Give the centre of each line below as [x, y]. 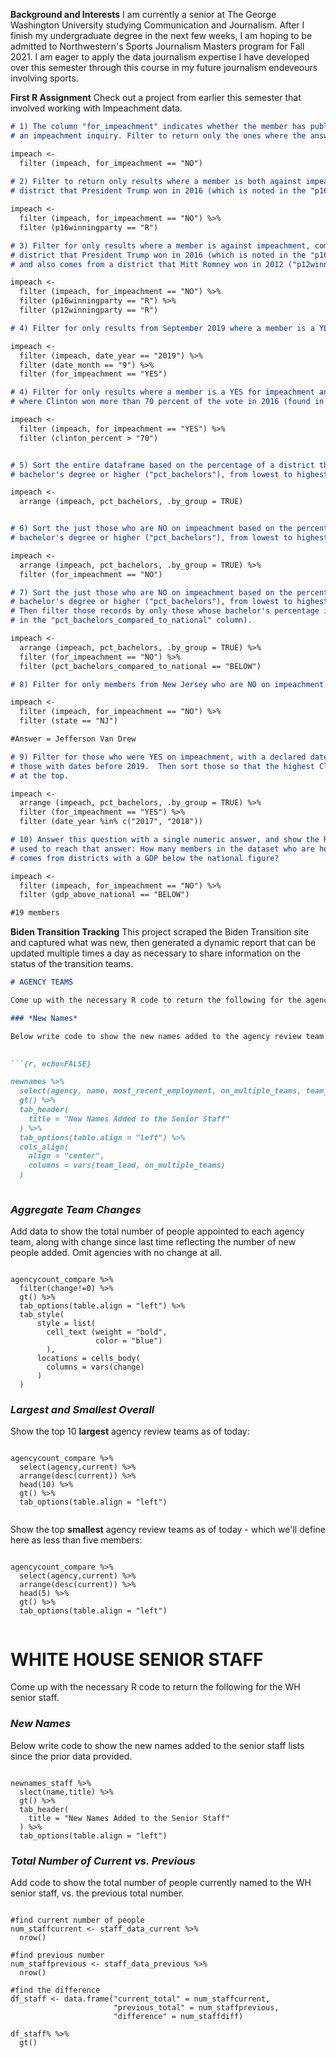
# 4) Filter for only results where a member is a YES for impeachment [162, 392]
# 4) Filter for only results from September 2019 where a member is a [162, 328]
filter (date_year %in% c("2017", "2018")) [111, 822]
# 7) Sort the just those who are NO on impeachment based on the [151, 592]
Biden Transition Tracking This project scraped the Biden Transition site [159, 932]
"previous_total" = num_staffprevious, [196, 2008]
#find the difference [55, 1990]
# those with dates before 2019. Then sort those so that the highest [162, 766]
